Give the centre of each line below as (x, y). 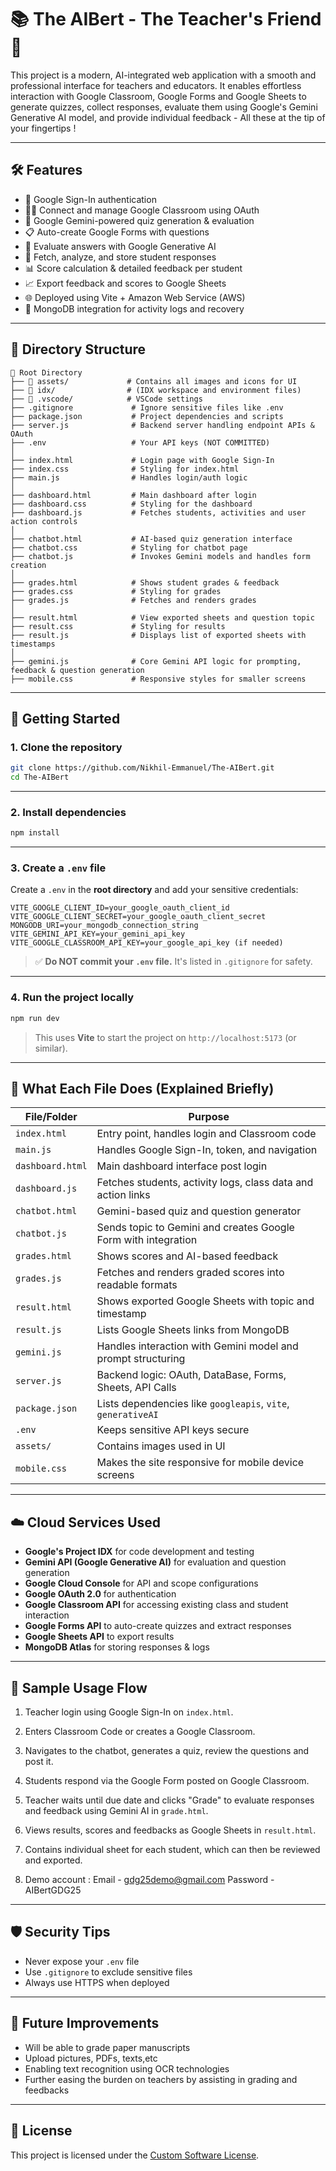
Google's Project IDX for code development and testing (139, 1552)
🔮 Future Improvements (85, 2023)
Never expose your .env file (82, 1961)
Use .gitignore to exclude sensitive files (108, 1972)
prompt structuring (141, 1359)
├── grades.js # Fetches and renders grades (133, 600)
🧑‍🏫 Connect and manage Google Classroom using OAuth (142, 210)
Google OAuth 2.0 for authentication (100, 1594)
